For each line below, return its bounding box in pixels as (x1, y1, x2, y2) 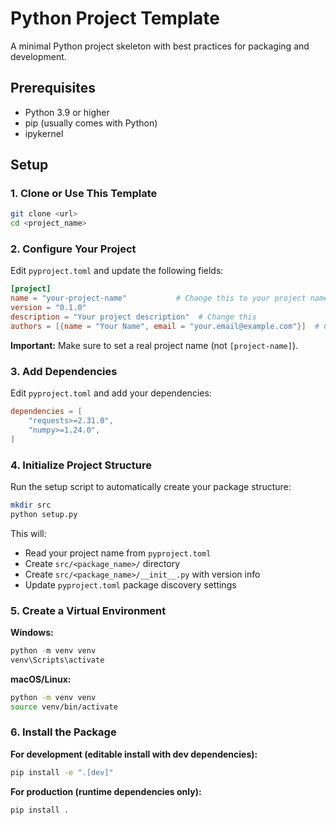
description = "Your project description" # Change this (10, 312, 257, 322)
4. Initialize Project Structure (10, 458, 152, 472)
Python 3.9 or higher (24, 106, 110, 118)
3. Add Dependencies (10, 364, 118, 378)
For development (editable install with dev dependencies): (10, 748, 258, 760)
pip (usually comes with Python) (24, 117, 158, 129)
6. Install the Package (10, 725, 117, 739)
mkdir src (10, 500, 52, 510)
